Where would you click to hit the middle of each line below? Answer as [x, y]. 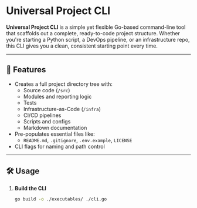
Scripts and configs [47, 121]
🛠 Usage [23, 171]
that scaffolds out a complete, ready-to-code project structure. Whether [93, 33]
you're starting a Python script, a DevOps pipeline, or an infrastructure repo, [98, 39]
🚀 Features [26, 70]
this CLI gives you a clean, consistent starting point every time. [82, 46]
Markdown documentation [55, 128]
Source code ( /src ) [47, 90]
